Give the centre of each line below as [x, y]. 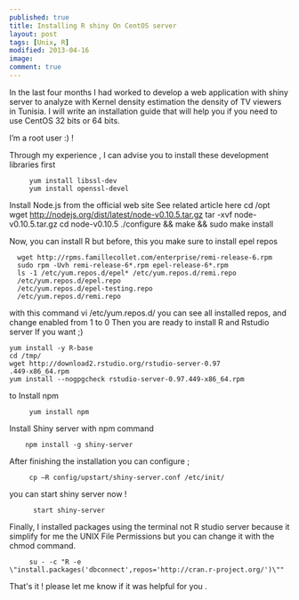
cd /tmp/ [25, 356]
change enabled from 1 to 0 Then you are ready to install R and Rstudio [139, 322]
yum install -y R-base [51, 348]
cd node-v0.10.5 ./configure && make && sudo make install [166, 224]
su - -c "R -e [55, 562]
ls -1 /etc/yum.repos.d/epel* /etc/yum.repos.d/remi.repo [127, 273]
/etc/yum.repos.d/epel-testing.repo [85, 288]
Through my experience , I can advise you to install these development [139, 155]
